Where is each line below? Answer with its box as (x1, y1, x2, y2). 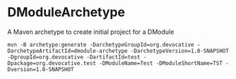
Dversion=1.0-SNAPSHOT (7, 66, 74, 73)
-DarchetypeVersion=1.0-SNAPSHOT (130, 47, 230, 54)
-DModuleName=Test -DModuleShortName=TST (98, 59, 223, 67)
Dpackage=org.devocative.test (7, 59, 97, 67)
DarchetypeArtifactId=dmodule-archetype (7, 47, 129, 54)
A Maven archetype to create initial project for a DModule (7, 28, 175, 36)
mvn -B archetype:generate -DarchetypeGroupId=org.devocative (7, 41, 194, 48)
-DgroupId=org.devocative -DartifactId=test (7, 54, 141, 61)
